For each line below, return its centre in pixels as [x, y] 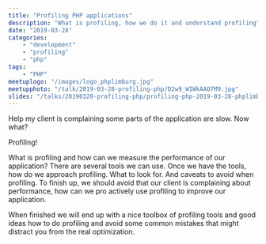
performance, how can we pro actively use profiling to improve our [117, 191]
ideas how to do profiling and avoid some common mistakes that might [123, 223]
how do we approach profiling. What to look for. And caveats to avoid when [131, 175]
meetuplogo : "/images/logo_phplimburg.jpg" [81, 81]
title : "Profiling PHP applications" [70, 15]
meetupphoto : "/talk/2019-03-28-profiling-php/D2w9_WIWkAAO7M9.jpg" [123, 89]
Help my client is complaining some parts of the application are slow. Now [129, 118]
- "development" [49, 45]
